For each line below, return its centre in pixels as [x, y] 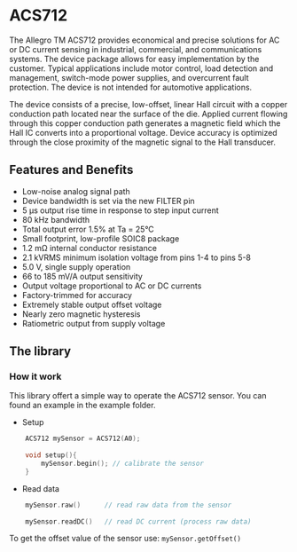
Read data [41, 488]
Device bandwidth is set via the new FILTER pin [108, 201]
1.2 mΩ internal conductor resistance [90, 248]
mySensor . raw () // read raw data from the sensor [129, 505]
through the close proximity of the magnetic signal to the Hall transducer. [143, 142]
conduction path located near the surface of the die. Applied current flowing [148, 114]
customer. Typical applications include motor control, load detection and [141, 68]
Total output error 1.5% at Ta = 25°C [88, 229]
